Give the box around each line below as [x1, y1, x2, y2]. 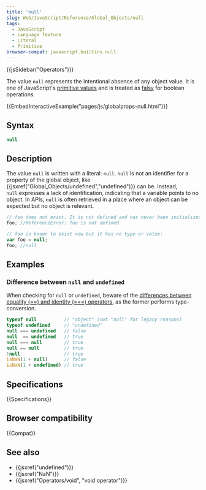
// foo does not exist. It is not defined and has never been [6, 214, 169, 221]
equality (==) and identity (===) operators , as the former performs [6, 298, 175, 305]
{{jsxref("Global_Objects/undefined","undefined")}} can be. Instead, [6, 183, 178, 190]
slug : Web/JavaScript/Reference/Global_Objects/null [6, 15, 144, 21]
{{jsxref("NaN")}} [15, 470, 59, 477]
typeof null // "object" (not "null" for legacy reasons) [6, 316, 183, 323]
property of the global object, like [6, 176, 91, 184]
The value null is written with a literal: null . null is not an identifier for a [6, 170, 189, 177]
